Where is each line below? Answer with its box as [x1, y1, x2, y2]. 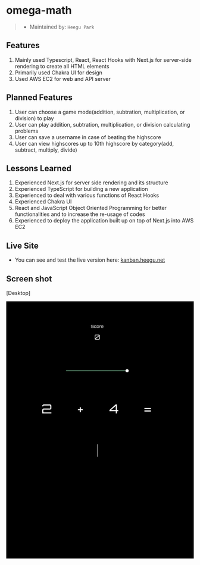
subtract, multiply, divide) [14, 146, 77, 153]
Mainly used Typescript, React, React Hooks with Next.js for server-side [14, 56, 192, 63]
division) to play [14, 114, 54, 122]
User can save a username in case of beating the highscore [14, 133, 162, 140]
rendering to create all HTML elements [14, 62, 110, 70]
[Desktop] [6, 290, 31, 296]
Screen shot [6, 274, 52, 284]
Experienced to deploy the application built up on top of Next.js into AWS [14, 217, 194, 224]
